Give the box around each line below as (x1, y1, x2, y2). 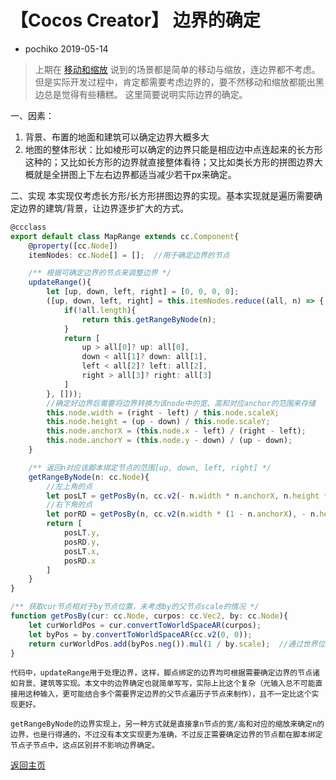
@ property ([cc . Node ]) (28, 241, 118, 251)
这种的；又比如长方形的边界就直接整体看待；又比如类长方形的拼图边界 (24, 156, 315, 168)
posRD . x (63, 556, 97, 566)
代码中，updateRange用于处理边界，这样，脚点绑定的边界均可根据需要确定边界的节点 (10, 668, 313, 678)
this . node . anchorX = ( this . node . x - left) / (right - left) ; (46, 426, 307, 436)
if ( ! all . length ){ (63, 305, 137, 315)
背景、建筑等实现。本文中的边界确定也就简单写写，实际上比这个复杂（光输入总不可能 (17, 679, 316, 689)
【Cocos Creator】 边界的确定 (10, 9, 261, 32)
